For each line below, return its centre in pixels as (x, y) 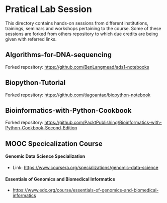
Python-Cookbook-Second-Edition (41, 128)
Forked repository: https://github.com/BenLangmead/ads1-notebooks (77, 67)
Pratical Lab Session (49, 9)
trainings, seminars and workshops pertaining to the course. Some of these (83, 28)
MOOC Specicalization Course (54, 144)
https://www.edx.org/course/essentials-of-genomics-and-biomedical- (86, 190)
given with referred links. (31, 39)
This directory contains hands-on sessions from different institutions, (77, 23)
